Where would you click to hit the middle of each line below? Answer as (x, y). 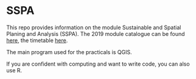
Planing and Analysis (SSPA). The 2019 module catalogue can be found (96, 33)
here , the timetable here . (37, 40)
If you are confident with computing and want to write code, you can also (98, 64)
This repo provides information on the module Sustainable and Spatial (94, 27)
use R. (14, 70)
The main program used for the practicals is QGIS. (69, 52)
